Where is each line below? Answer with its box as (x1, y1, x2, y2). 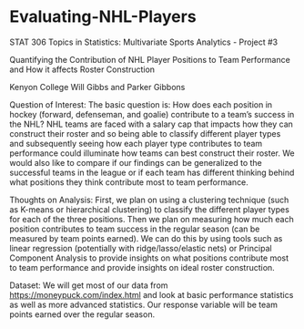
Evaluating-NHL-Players (9, 6, 198, 27)
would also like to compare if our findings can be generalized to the (9, 157, 262, 168)
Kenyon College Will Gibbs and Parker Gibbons (9, 81, 186, 92)
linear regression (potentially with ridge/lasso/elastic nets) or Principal (9, 242, 272, 253)
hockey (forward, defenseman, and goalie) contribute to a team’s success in (9, 108, 295, 119)
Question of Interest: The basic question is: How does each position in (9, 98, 273, 110)
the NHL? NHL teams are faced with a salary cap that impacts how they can (9, 118, 294, 129)
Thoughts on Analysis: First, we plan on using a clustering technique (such (9, 194, 289, 205)
